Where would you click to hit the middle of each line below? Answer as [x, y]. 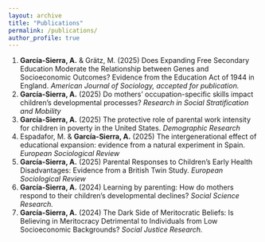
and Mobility [40, 111]
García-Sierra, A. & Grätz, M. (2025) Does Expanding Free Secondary [134, 60]
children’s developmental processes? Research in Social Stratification [134, 103]
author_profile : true [44, 38]
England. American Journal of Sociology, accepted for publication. [129, 86]
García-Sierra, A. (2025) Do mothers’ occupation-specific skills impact [136, 94]
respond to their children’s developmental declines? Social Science [130, 196]
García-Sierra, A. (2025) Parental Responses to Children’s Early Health [136, 162]
